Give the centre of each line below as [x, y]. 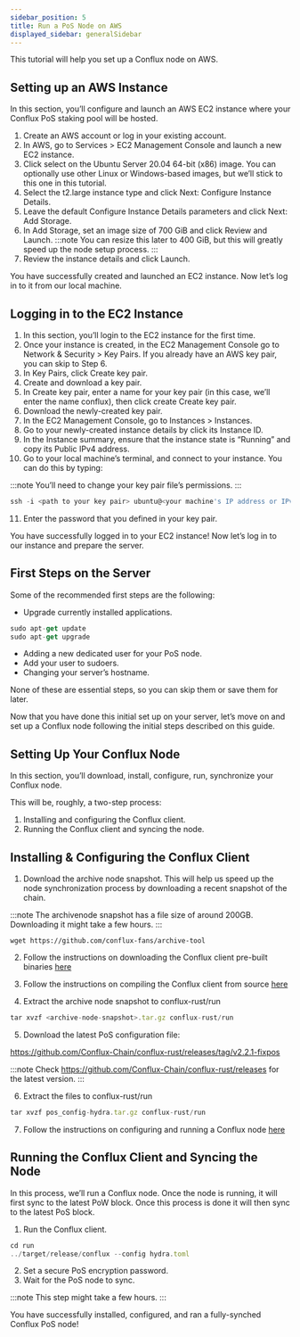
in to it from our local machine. [66, 285]
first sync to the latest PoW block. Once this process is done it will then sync [150, 1202]
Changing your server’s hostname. [86, 673]
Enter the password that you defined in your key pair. [120, 518]
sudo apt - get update [49, 628]
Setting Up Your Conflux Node [95, 754]
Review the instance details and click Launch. [106, 259]
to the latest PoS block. [53, 1212]
